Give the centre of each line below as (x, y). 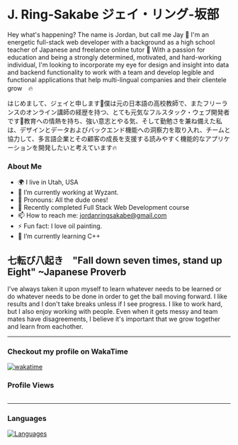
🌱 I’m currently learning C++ (59, 236)
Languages (27, 418)
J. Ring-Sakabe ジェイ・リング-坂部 (113, 15)
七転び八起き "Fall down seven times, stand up (115, 260)
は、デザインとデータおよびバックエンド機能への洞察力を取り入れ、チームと (119, 130)
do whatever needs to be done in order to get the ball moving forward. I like (118, 297)
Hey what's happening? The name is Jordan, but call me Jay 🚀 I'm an (108, 34)
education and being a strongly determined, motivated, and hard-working (114, 57)
